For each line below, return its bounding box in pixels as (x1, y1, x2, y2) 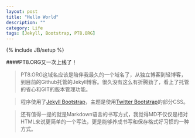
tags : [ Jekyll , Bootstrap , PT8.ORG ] (6, 31, 95, 36)
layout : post (6, 8, 38, 15)
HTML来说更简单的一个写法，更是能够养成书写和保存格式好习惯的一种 (20, 118, 189, 125)
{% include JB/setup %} (6, 46, 64, 53)
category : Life (6, 25, 43, 31)
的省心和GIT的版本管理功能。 (20, 86, 91, 93)
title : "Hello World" (6, 14, 59, 20)
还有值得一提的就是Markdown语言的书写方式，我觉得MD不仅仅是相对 (20, 111, 189, 118)
